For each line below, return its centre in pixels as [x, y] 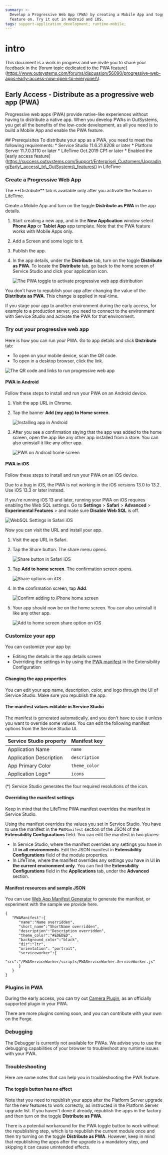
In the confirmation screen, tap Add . [50, 588]
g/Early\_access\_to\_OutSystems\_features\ [50, 167]
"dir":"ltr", [32, 944]
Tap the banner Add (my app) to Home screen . [61, 413]
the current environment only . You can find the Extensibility [75, 865]
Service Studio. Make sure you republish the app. [56, 695]
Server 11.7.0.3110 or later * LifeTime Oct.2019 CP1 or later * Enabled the [79, 151]
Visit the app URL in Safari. [40, 540]
